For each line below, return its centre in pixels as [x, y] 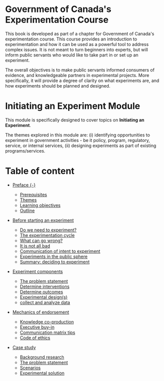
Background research [42, 357]
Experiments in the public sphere [54, 256]
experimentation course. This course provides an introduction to [71, 39]
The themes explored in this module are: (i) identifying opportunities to [78, 135]
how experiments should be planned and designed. [58, 85]
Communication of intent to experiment [60, 251]
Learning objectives [40, 205]
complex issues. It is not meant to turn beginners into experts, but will [77, 49]
